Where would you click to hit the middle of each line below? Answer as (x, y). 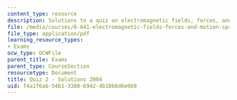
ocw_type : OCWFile (34, 54)
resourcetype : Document (42, 73)
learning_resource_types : (45, 40)
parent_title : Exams (38, 60)
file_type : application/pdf (49, 33)
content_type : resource (42, 14)
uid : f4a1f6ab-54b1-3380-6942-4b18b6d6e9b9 (72, 86)
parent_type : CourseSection (49, 66)
